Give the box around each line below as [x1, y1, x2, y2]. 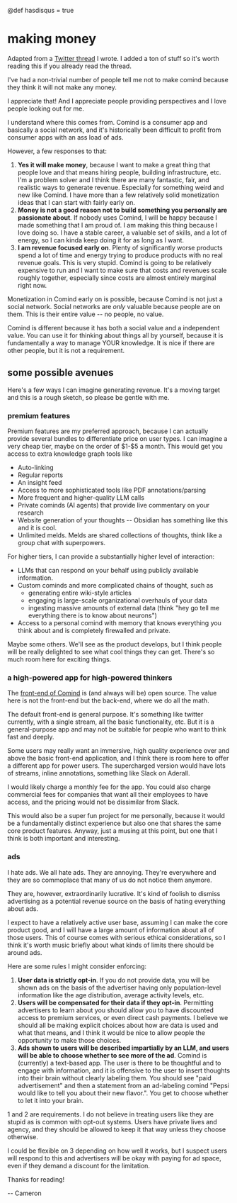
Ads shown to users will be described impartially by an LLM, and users [17, 1043, 230, 1052]
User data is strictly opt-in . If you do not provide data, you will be [17, 975, 210, 984]
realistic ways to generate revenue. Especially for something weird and [17, 183, 224, 191]
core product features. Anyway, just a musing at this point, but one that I [7, 827, 218, 835]
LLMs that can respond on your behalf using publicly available [17, 566, 200, 575]
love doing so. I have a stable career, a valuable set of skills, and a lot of [17, 228, 228, 237]
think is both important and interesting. [7, 834, 120, 843]
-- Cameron [7, 1189, 42, 1197]
